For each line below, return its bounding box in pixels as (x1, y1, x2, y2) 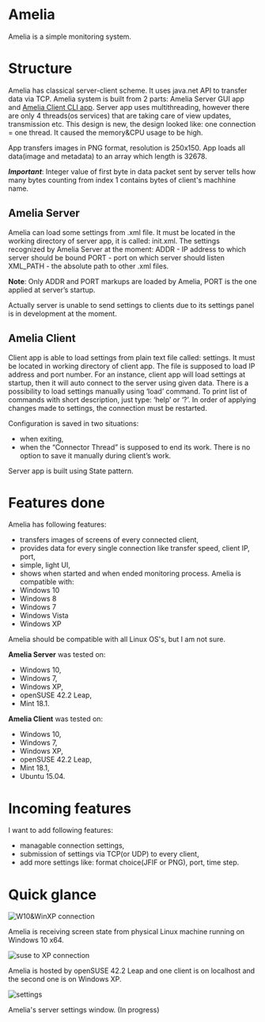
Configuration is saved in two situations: (8, 418, 139, 428)
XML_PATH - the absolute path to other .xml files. (8, 261, 169, 271)
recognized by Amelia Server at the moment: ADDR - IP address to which (8, 244, 247, 254)
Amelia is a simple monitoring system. (8, 32, 132, 41)
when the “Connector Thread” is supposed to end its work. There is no (19, 442, 251, 452)
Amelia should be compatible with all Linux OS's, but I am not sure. (8, 635, 225, 644)
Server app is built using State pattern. (8, 465, 134, 476)
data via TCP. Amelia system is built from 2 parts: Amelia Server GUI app (8, 93, 245, 104)
